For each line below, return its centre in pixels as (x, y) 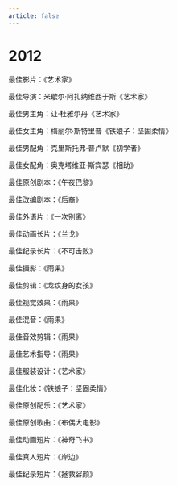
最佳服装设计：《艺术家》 (49, 371)
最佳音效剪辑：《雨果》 (45, 337)
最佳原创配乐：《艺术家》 (49, 405)
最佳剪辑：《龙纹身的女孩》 (52, 285)
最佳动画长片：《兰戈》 (45, 233)
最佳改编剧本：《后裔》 (45, 199)
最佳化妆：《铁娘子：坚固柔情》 (60, 388)
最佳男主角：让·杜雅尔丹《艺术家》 (66, 113)
